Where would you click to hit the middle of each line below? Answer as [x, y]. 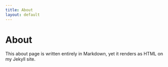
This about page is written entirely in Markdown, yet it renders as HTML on [84, 54]
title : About [19, 10]
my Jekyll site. [20, 59]
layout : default [23, 15]
